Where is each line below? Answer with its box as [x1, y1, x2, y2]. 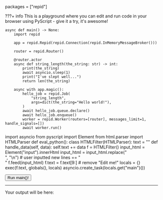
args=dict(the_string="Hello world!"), [31, 100, 112, 105]
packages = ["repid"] [5, 4, 48, 9]
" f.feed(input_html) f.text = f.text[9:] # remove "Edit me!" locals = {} [5, 160, 141, 166]
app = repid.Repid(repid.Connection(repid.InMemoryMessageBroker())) [14, 40, 158, 45]
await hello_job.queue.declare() [22, 108, 90, 113]
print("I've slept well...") [22, 74, 81, 79]
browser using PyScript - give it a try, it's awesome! [5, 18, 108, 24]
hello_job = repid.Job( [22, 91, 70, 96]
